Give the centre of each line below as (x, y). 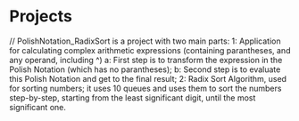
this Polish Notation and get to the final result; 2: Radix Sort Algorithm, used (148, 78)
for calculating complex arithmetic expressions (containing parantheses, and (150, 50)
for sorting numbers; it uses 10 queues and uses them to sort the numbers (145, 88)
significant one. (38, 107)
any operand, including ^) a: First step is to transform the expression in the (146, 60)
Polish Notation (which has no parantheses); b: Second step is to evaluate (145, 69)
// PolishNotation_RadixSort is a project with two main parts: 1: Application (145, 41)
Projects (41, 16)
